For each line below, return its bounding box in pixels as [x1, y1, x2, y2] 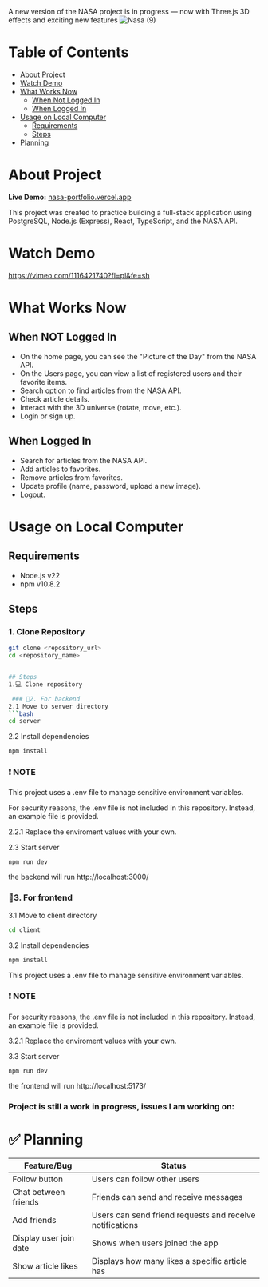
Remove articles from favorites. [19, 472, 124, 482]
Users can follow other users [91, 1173, 199, 1185]
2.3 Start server [8, 843, 60, 853]
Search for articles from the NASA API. [19, 455, 148, 465]
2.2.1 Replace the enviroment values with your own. [8, 827, 177, 837]
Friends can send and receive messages [91, 1191, 243, 1202]
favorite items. [19, 377, 68, 386]
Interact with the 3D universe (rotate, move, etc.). [19, 402, 182, 412]
